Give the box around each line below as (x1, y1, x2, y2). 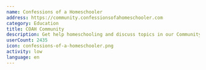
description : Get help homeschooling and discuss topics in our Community (6, 32, 202, 38)
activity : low (6, 49, 43, 55)
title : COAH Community (6, 26, 64, 32)
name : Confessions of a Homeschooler (6, 9, 103, 15)
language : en (6, 54, 40, 60)
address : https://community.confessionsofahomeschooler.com (6, 15, 164, 21)
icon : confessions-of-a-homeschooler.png (6, 43, 114, 49)
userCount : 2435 (6, 37, 48, 43)
